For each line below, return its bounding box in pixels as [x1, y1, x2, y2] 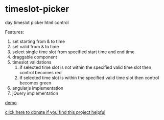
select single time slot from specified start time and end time [12, 49, 135, 55]
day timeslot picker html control [5, 20, 69, 25]
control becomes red [19, 69, 62, 75]
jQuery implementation [12, 90, 59, 96]
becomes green [19, 80, 51, 86]
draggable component [12, 54, 57, 60]
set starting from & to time [12, 38, 65, 44]
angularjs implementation [12, 85, 64, 91]
